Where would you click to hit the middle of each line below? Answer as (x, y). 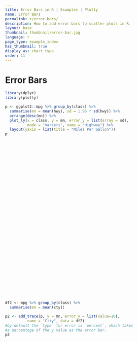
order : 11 (15, 56)
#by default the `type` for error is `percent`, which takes (69, 325)
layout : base (18, 28)
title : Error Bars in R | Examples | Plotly (52, 10)
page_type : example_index (32, 42)
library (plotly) (22, 98)
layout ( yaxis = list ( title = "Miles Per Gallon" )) (63, 130)
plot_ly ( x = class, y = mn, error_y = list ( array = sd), (69, 120)
